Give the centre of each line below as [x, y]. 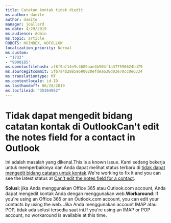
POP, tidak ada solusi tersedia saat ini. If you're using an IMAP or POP [78, 210]
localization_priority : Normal [39, 48]
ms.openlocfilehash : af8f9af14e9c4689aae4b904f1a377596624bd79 [74, 67]
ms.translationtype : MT [31, 76]
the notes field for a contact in [70, 137]
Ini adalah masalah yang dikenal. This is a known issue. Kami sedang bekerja [85, 162]
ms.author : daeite [25, 15]
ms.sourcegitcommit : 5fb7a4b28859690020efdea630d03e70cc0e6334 [74, 72]
